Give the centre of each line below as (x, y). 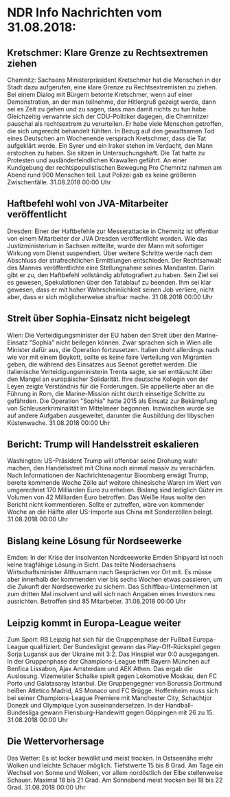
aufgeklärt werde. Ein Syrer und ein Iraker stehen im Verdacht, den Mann (110, 145)
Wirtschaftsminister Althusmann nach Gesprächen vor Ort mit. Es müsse (110, 572)
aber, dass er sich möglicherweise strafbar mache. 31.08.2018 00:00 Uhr (110, 296)
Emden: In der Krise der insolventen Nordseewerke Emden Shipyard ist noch (115, 558)
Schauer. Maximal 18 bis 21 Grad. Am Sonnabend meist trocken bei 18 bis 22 (115, 780)
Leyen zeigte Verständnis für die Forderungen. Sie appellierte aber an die (111, 386)
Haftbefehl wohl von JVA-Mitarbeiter (88, 204)
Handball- (179, 706)
